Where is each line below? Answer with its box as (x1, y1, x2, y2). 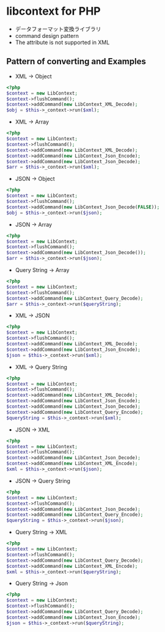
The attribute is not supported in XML (15, 39, 110, 46)
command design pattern (15, 32, 79, 39)
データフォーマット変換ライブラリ (15, 25, 101, 32)
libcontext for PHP (6, 4, 101, 18)
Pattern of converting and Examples (6, 56, 147, 67)
